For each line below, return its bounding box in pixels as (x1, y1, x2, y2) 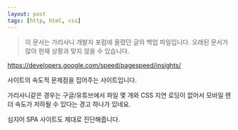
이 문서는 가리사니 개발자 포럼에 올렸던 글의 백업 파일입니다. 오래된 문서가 (24, 37, 229, 46)
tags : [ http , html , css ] (7, 17, 81, 24)
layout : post (7, 10, 46, 18)
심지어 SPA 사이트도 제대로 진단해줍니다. (7, 115, 120, 124)
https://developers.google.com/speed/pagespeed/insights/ (7, 61, 182, 69)
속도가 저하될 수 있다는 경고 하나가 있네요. (14, 99, 131, 108)
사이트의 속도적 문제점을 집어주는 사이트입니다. (7, 76, 138, 84)
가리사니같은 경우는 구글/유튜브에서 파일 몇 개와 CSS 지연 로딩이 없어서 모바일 (7, 91, 224, 99)
